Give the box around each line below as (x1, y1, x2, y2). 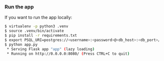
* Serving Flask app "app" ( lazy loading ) (6, 46, 95, 52)
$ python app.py (4, 42, 38, 47)
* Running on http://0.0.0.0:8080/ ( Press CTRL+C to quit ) (6, 51, 130, 56)
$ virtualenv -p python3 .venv (4, 24, 69, 29)
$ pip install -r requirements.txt (4, 33, 77, 38)
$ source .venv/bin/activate (4, 28, 64, 34)
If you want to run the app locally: (4, 15, 72, 20)
